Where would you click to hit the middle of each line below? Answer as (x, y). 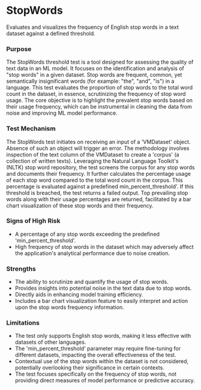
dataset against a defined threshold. (51, 33)
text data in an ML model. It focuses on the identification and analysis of (95, 68)
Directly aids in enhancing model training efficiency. (79, 295)
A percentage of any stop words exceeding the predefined (87, 234)
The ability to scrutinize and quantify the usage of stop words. (92, 282)
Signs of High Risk (33, 221)
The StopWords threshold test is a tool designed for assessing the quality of (100, 62)
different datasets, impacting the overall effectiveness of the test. (95, 355)
